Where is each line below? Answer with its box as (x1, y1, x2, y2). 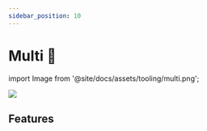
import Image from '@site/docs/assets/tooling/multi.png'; (8, 74, 200, 83)
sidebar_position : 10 (8, 11, 82, 20)
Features (8, 112, 54, 125)
